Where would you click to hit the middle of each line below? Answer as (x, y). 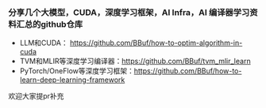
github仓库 (62, 24)
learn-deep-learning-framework (72, 80)
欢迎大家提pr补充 (36, 96)
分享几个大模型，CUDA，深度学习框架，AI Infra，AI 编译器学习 (129, 12)
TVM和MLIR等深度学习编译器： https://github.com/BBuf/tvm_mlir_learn (135, 61)
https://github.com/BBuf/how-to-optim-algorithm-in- (156, 43)
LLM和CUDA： (44, 43)
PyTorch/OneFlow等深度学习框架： (77, 71)
